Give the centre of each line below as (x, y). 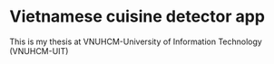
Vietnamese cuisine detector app (137, 17)
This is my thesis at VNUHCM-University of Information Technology (136, 41)
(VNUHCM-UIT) (39, 50)
